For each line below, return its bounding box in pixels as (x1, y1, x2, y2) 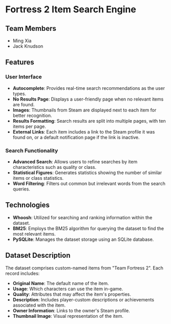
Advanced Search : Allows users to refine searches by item (12, 158, 138, 165)
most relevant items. (12, 231, 56, 237)
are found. (12, 101, 35, 107)
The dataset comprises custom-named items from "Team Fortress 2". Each (5, 264, 164, 271)
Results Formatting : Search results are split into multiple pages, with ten (12, 118, 166, 124)
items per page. (12, 123, 46, 129)
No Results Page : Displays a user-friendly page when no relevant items (12, 96, 164, 102)
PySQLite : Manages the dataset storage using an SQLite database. (12, 236, 154, 242)
